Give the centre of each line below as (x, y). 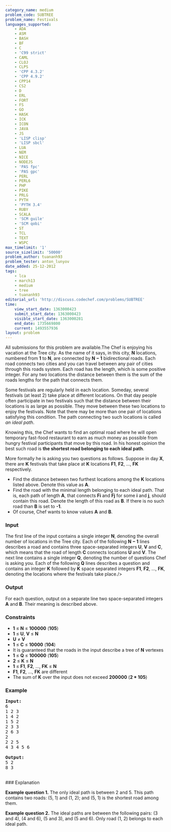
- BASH (21, 39)
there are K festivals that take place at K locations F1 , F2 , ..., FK (72, 464)
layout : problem (22, 333)
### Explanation (22, 782)
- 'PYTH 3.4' (28, 205)
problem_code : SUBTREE (29, 15)
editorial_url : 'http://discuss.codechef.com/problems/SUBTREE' (75, 300)
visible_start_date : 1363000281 (49, 319)
